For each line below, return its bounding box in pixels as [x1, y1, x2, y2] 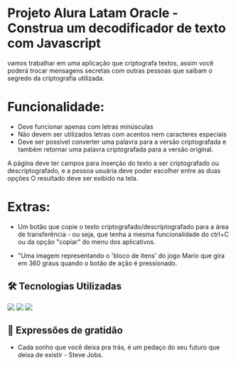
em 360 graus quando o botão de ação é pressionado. [17, 258, 178, 268]
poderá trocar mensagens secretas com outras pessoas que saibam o [7, 66, 213, 75]
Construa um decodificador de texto [7, 20, 226, 36]
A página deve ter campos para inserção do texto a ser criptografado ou [7, 159, 219, 167]
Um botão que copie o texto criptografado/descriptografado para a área [17, 222, 229, 231]
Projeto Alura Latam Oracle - [7, 5, 179, 21]
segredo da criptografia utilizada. [7, 73, 104, 83]
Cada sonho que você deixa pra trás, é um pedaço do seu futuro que [17, 343, 220, 351]
